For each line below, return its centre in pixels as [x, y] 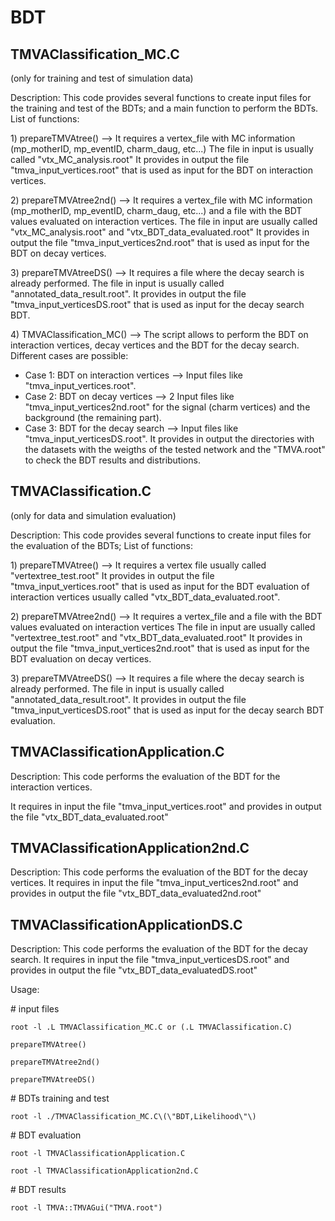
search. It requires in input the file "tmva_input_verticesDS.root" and [150, 960]
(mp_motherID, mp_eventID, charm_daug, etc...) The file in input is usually [162, 149]
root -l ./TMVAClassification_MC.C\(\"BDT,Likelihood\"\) [133, 1117]
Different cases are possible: [69, 355]
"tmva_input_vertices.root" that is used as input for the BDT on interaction [162, 170]
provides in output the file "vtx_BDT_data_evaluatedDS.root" [134, 970]
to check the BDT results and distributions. [112, 460]
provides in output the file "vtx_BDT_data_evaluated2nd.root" [136, 893]
